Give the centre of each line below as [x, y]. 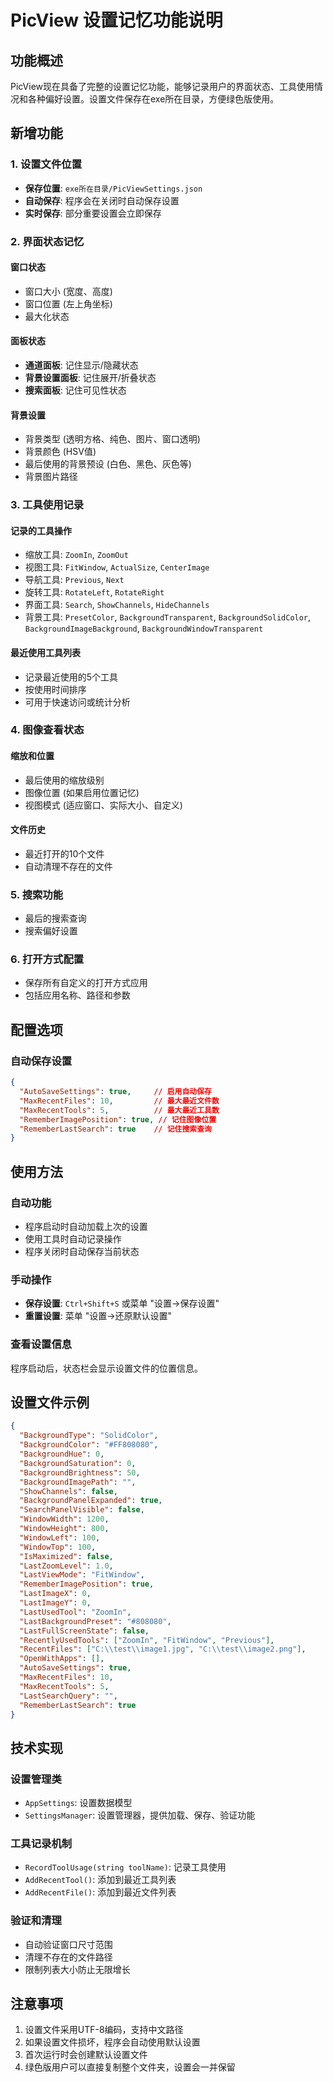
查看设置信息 [41, 1344]
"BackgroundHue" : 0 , [62, 1454]
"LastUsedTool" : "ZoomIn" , [75, 1612]
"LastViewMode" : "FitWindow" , [82, 1575]
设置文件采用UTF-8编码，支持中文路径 [104, 2030]
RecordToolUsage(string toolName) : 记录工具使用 [125, 1867]
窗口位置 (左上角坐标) [68, 303]
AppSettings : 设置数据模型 [78, 1803]
